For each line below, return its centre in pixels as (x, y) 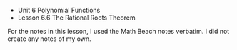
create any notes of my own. (49, 39)
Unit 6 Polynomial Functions (59, 10)
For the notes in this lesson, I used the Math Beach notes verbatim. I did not (118, 31)
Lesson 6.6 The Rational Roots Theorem (76, 18)
